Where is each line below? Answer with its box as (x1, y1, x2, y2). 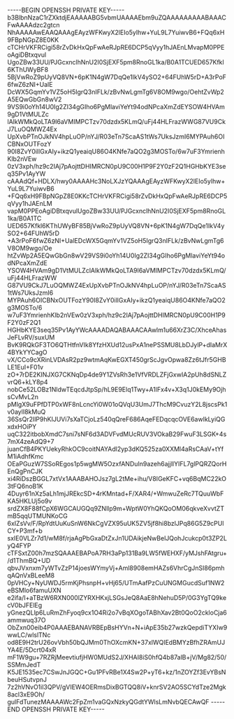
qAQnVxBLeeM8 (7, 571, 55, 580)
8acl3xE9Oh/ (7, 690, 45, 699)
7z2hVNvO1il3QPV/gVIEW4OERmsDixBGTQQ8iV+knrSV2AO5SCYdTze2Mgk (7, 683, 226, 691)
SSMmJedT (7, 661, 41, 669)
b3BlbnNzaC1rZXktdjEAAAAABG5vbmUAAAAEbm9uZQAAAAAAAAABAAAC (7, 13, 227, 22)
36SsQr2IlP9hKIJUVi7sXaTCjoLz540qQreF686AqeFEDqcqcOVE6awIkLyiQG (7, 415, 226, 423)
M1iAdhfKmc (7, 452, 44, 461)
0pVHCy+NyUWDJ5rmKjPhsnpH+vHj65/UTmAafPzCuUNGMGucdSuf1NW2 (7, 579, 225, 587)
